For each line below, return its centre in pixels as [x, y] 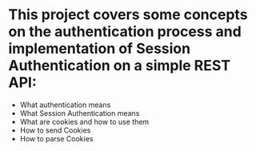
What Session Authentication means [80, 113]
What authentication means [65, 105]
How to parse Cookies [56, 138]
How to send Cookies [55, 130]
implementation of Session [99, 49]
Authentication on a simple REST [119, 66]
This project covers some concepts [128, 15]
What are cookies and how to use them [84, 121]
